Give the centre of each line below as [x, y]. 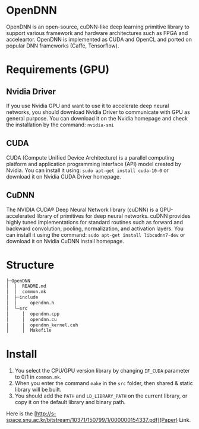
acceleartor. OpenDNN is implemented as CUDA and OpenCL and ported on [99, 39]
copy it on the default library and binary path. [70, 402]
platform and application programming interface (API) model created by [94, 164]
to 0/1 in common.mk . [38, 377]
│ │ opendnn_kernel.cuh [42, 325]
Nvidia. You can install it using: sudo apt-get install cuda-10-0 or [88, 170]
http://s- [46, 414]
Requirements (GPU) [58, 70]
